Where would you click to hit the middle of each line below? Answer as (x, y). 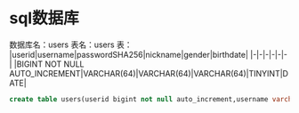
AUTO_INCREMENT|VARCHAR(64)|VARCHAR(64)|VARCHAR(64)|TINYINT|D (149, 73)
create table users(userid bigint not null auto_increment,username (139, 99)
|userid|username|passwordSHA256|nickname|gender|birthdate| (129, 54)
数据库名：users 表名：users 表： (71, 44)
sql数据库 (44, 18)
